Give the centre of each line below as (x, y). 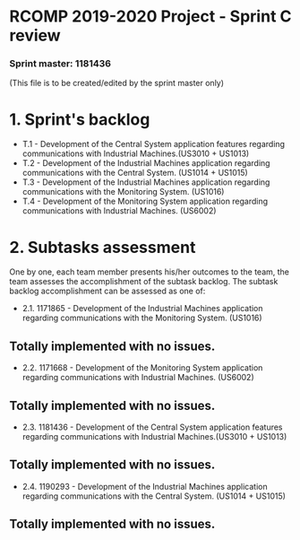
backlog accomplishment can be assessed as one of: (107, 291)
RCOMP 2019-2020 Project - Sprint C (150, 17)
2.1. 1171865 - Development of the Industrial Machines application (142, 309)
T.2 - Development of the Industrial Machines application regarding (146, 163)
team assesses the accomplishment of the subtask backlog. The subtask (144, 282)
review (35, 35)
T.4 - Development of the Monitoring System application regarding (145, 201)
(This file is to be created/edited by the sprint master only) (117, 83)
